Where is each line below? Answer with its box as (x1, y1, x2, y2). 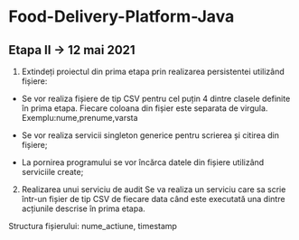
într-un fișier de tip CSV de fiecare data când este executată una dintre (21, 194, 285, 204)
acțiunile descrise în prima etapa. (21, 203, 145, 214)
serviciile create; (21, 167, 84, 177)
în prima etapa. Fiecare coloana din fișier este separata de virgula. (21, 103, 268, 114)
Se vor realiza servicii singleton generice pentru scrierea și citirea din (21, 130, 279, 141)
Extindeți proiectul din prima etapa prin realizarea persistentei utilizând (21, 66, 285, 77)
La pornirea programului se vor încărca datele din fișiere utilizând (21, 157, 265, 168)
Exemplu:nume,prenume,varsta (21, 113, 138, 123)
